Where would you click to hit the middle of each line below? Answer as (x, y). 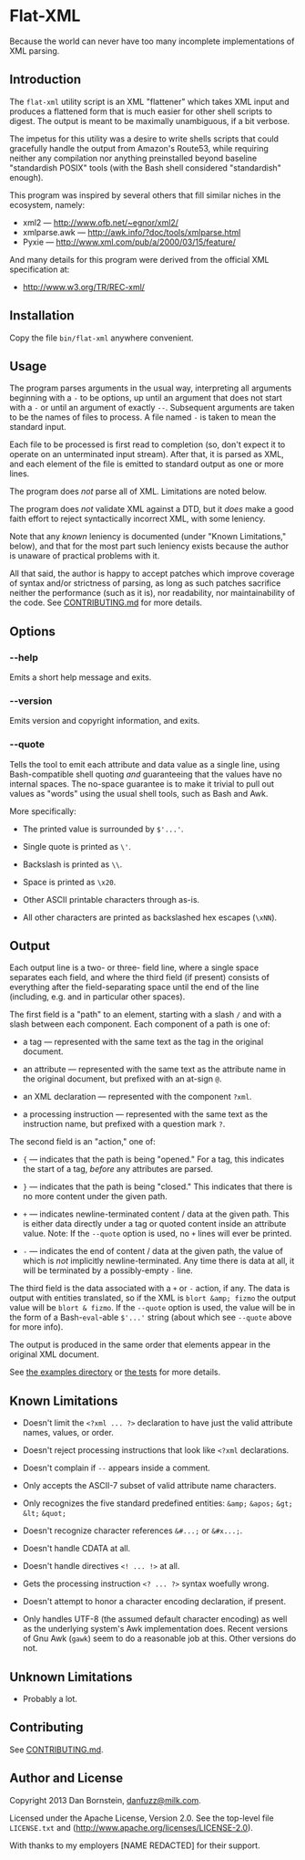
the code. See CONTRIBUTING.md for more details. (106, 602)
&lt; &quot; (44, 1514)
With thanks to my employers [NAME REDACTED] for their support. (135, 1845)
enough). (26, 177)
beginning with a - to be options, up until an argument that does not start (146, 398)
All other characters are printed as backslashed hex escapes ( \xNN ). (150, 917)
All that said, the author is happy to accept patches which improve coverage (152, 574)
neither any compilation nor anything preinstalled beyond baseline (133, 158)
